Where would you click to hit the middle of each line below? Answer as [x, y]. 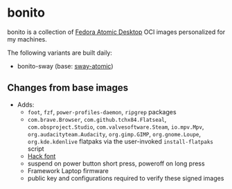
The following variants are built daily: [60, 53]
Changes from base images [68, 88]
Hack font [42, 156]
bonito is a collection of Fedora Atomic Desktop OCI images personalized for [116, 32]
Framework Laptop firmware [68, 170]
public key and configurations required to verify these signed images [126, 178]
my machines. [27, 39]
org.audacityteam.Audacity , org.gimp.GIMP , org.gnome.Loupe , [114, 134]
